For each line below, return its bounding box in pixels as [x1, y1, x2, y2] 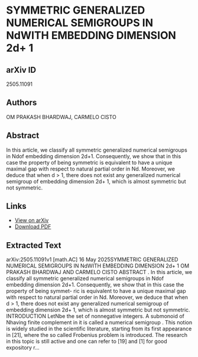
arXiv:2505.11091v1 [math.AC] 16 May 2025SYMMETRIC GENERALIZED [6, 256, 178, 263]
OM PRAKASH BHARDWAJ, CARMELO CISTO [6, 113, 116, 120]
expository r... [6, 344, 40, 351]
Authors [6, 98, 37, 108]
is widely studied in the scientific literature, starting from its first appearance [6, 325, 192, 332]
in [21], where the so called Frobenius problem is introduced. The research [6, 332, 188, 339]
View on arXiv [14, 217, 49, 224]
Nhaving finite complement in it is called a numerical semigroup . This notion [6, 319, 193, 326]
